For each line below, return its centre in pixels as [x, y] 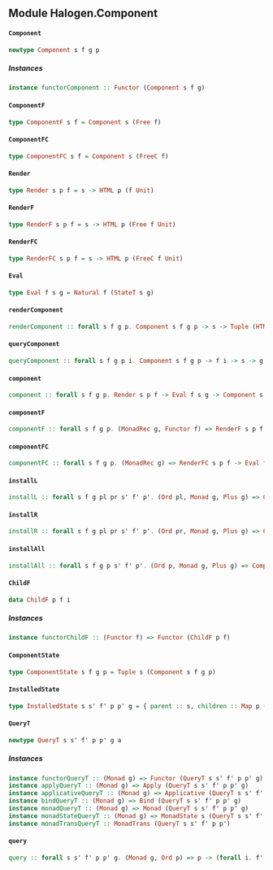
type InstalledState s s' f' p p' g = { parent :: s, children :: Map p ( [138, 706]
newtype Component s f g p [54, 50]
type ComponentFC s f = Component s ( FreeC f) [89, 156]
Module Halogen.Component [83, 13]
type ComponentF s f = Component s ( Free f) [85, 122]
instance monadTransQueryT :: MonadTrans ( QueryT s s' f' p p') [119, 824]
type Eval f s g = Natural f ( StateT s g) [81, 292]
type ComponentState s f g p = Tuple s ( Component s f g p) [113, 672]
